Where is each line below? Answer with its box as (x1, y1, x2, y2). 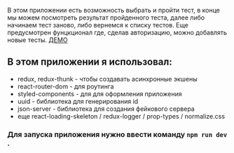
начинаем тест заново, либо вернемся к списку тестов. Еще (7, 21, 189, 29)
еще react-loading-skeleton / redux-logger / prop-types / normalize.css (17, 112, 226, 120)
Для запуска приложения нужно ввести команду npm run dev (7, 129, 228, 139)
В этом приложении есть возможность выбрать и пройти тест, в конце (7, 6, 221, 14)
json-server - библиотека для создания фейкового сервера (17, 105, 195, 113)
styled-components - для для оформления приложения (17, 89, 182, 98)
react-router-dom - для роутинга (17, 82, 114, 91)
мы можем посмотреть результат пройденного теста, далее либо (7, 13, 205, 22)
